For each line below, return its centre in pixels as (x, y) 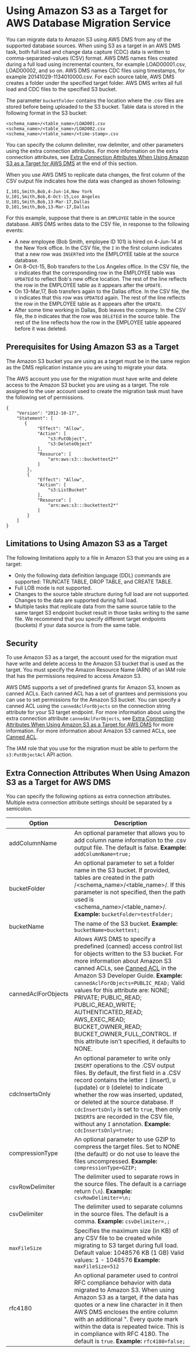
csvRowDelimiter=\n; (102, 1198)
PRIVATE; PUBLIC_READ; (108, 997)
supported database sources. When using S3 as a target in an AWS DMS (93, 46)
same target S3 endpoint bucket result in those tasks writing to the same (102, 612)
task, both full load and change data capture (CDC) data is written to (88, 51)
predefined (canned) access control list (128, 946)
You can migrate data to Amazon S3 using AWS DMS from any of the (89, 39)
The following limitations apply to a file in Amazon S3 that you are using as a (98, 557)
